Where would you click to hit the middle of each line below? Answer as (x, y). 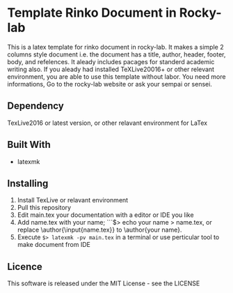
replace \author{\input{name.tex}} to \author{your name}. (99, 230)
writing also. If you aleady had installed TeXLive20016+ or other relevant (111, 69)
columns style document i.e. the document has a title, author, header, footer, (116, 54)
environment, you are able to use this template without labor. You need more (116, 76)
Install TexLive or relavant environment (73, 200)
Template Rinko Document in (92, 13)
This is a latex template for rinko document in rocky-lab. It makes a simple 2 (115, 47)
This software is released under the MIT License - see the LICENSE (104, 283)
